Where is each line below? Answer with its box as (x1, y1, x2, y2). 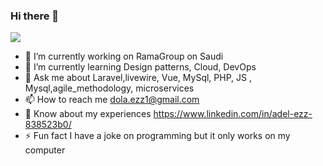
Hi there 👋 (10, 9, 60, 23)
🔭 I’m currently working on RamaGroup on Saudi (24, 50, 224, 63)
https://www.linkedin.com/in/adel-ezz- (153, 108, 313, 120)
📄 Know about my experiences (24, 108, 152, 120)
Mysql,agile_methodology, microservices (24, 82, 195, 94)
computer (24, 144, 66, 156)
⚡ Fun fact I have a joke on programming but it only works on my (24, 130, 291, 142)
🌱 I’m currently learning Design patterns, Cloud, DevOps (24, 61, 257, 73)
